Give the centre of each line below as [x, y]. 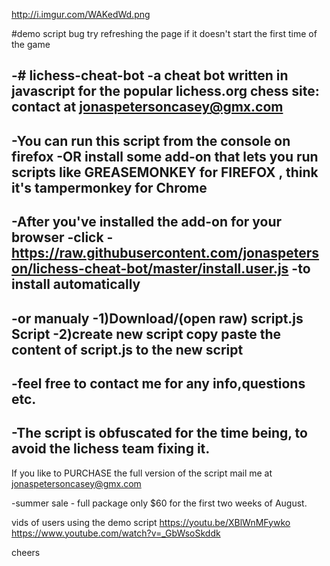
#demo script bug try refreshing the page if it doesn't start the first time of [164, 33]
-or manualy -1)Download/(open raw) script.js [157, 318]
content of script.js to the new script [127, 349]
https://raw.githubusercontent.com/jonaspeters [165, 253]
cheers [26, 552]
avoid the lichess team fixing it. [111, 449]
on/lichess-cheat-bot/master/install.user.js [150, 269]
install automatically [76, 284]
